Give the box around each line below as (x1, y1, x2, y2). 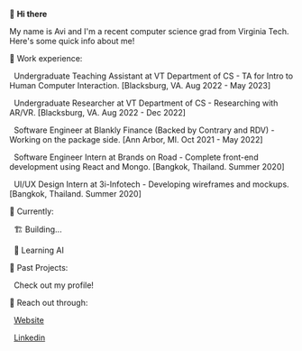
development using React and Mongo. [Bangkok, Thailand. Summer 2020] (9, 162, 286, 171)
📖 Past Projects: (9, 263, 69, 272)
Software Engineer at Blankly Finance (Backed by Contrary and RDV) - (13, 125, 275, 135)
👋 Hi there (9, 9, 48, 19)
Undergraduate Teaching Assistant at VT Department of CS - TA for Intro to (13, 70, 294, 81)
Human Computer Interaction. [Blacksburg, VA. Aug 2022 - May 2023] (9, 80, 271, 90)
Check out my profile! (13, 280, 95, 291)
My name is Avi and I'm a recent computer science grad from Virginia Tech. (9, 26, 290, 36)
